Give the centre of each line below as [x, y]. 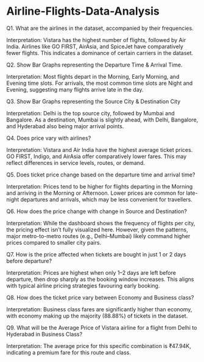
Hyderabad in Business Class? [44, 334]
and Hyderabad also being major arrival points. [65, 126]
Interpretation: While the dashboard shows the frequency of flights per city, [101, 223]
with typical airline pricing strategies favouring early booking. [83, 286]
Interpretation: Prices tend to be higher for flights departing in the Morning [100, 186]
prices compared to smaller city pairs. [54, 242]
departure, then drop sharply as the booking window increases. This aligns [100, 279]
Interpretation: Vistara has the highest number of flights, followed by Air [96, 40]
